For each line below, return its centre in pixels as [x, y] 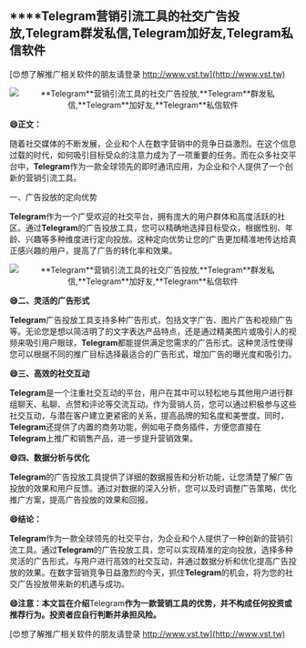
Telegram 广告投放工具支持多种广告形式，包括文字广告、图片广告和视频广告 [151, 319]
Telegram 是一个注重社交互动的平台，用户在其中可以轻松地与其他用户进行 [147, 392]
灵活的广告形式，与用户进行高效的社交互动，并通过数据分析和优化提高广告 [149, 561]
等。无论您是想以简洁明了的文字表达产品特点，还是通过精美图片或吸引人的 [149, 331]
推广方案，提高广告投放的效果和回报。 [81, 500]
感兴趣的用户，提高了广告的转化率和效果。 [97, 250]
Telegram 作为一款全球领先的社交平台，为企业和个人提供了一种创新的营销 [147, 538]
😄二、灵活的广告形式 [50, 300]
